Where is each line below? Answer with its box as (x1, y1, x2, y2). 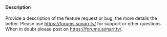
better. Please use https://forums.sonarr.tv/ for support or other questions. (5, 21, 162, 27)
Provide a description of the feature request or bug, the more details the (5, 15, 157, 21)
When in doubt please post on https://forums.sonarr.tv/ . (5, 26, 123, 32)
